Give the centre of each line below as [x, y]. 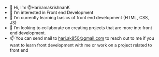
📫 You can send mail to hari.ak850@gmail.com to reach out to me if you [82, 38]
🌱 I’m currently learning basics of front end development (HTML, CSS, [79, 17]
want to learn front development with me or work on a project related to [81, 45]
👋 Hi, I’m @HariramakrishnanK [40, 7]
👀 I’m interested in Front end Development [51, 12]
